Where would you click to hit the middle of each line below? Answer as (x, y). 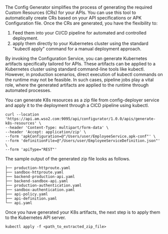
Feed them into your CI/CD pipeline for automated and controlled (79, 33)
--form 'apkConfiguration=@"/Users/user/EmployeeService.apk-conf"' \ (80, 136)
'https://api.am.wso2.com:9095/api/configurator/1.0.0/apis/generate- (80, 119)
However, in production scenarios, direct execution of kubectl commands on (84, 74)
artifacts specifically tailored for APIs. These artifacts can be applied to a (80, 64)
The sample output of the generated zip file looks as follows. (68, 159)
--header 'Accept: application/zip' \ (46, 132)
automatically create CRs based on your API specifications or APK (73, 18)
